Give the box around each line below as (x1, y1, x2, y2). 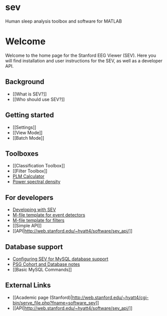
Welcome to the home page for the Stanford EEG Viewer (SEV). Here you (5, 52, 156, 58)
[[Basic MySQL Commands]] (12, 266, 72, 272)
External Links (5, 281, 51, 290)
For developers (5, 193, 54, 202)
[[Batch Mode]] (12, 135, 44, 141)
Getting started (5, 111, 54, 120)
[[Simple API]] (12, 223, 42, 229)
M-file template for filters (12, 218, 64, 224)
